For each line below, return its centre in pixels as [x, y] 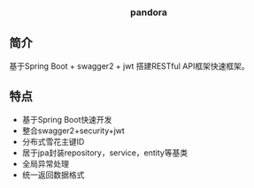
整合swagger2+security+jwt [73, 131]
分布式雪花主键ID [53, 141]
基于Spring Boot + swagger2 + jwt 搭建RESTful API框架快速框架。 [129, 66]
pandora [149, 12]
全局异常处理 [45, 163]
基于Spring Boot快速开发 [67, 119]
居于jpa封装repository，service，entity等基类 [105, 153]
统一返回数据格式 [53, 175]
